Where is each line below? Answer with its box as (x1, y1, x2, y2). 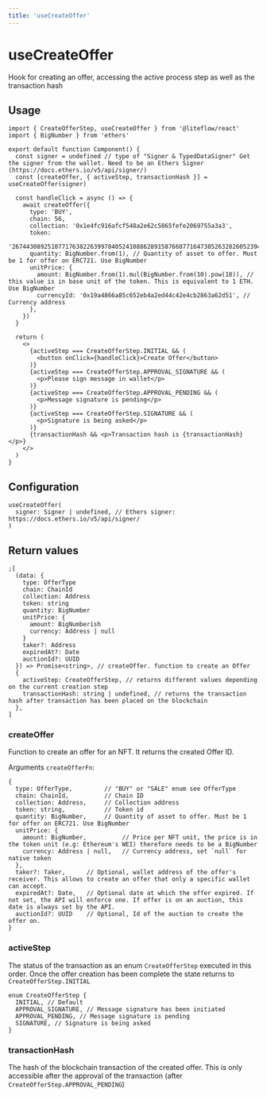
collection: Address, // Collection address (15, 799, 180, 807)
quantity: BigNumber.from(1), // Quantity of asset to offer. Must (29, 250, 258, 258)
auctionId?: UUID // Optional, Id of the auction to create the (15, 910, 244, 918)
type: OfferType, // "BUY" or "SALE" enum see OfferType (15, 785, 237, 793)
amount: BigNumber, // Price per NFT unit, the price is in (22, 834, 258, 842)
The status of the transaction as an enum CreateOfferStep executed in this (8, 960, 252, 970)
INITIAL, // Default (15, 998, 83, 1006)
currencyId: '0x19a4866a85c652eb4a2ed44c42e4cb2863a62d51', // (37, 292, 250, 300)
